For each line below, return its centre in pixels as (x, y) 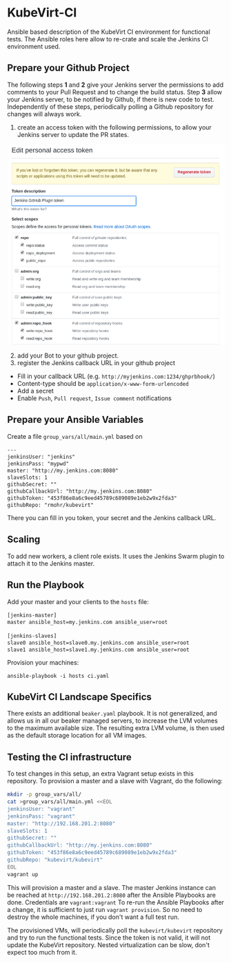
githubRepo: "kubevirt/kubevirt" (55, 860)
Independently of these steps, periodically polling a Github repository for (110, 106)
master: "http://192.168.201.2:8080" (61, 824)
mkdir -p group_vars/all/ (44, 795)
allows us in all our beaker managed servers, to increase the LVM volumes (113, 721)
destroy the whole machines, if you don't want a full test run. (93, 917)
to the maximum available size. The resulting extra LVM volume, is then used (116, 728)
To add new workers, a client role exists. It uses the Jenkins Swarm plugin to (116, 556)
